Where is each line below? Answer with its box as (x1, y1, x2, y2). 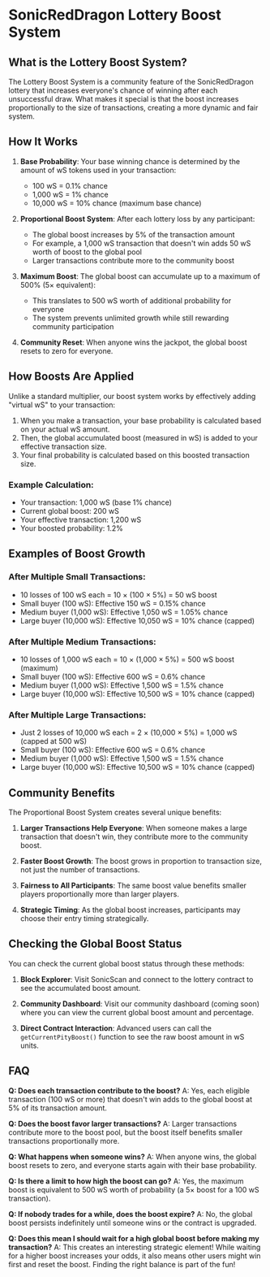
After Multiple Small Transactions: (8, 571, 146, 583)
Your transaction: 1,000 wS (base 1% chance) (19, 497, 173, 507)
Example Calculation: (8, 479, 95, 490)
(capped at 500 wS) (19, 736, 88, 746)
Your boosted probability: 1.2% (19, 523, 123, 533)
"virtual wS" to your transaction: (8, 400, 116, 410)
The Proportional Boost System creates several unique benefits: (8, 807, 222, 818)
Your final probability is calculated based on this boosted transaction (19, 450, 250, 460)
